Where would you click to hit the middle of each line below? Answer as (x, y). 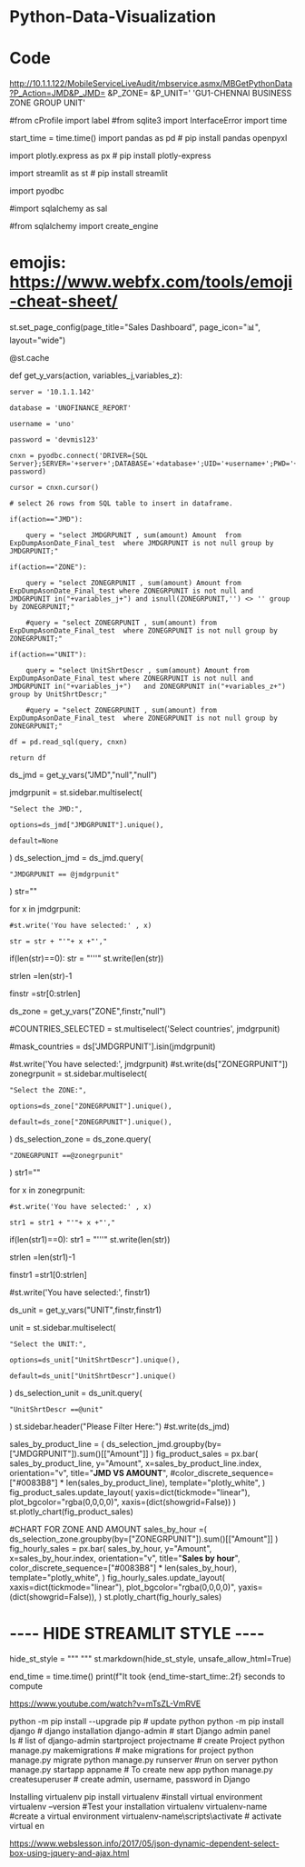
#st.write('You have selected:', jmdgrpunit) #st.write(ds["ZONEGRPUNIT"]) (149, 1064)
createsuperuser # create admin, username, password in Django (130, 1779)
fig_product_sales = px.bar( (207, 1454)
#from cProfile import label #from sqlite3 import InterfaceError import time (148, 121)
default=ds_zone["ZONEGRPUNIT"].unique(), (91, 1123)
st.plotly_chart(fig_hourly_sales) (163, 1597)
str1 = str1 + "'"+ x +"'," (63, 1223)
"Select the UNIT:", (49, 1344)
